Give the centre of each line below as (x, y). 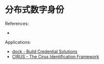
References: (17, 23)
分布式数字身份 (35, 10)
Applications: (18, 42)
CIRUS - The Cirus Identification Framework (56, 56)
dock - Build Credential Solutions (45, 51)
